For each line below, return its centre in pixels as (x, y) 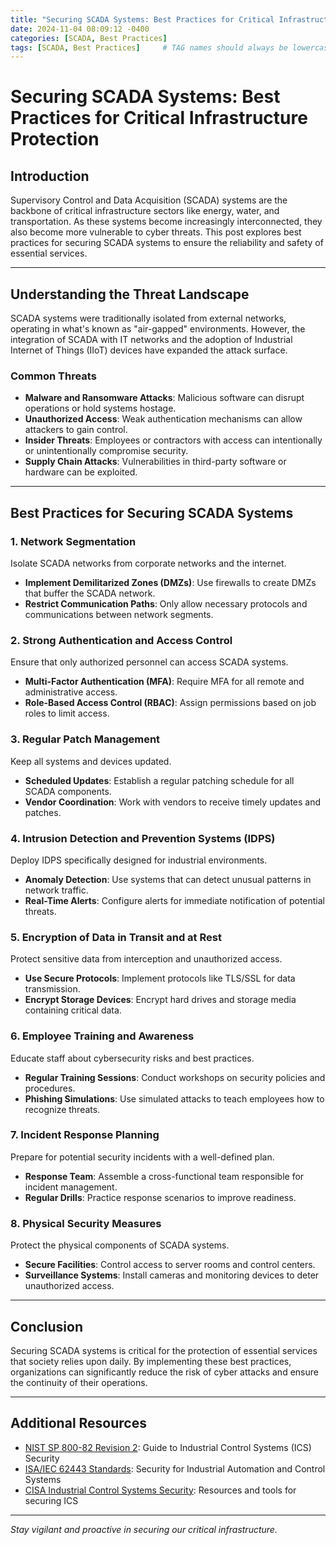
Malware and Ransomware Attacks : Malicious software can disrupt (164, 398)
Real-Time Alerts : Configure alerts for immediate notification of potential (174, 900)
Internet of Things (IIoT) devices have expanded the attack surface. (149, 350)
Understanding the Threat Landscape (130, 294)
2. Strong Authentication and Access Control (121, 640)
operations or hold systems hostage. (100, 408)
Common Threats (53, 376)
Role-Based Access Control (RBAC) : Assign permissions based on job (170, 703)
